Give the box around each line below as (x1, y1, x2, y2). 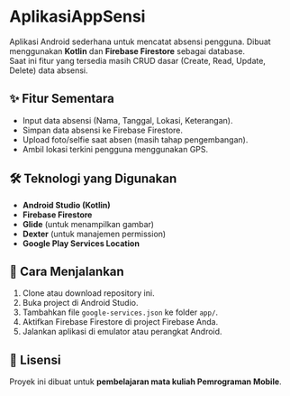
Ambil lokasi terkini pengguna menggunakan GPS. (22, 143, 209, 154)
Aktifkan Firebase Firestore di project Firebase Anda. (22, 317, 219, 327)
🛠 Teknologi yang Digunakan (9, 171, 177, 187)
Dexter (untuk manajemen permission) (22, 228, 167, 239)
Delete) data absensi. (9, 65, 88, 76)
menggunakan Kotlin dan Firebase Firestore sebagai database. (9, 45, 246, 56)
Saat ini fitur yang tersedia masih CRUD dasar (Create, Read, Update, (9, 55, 266, 66)
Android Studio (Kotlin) (22, 199, 111, 210)
